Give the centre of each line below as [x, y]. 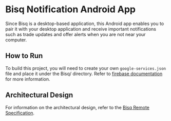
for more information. [28, 79]
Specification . [20, 113]
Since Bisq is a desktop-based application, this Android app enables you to [85, 23]
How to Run [24, 56]
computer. [16, 40]
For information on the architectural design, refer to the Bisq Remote [78, 107]
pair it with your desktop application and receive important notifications [81, 29]
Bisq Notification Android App [71, 9]
